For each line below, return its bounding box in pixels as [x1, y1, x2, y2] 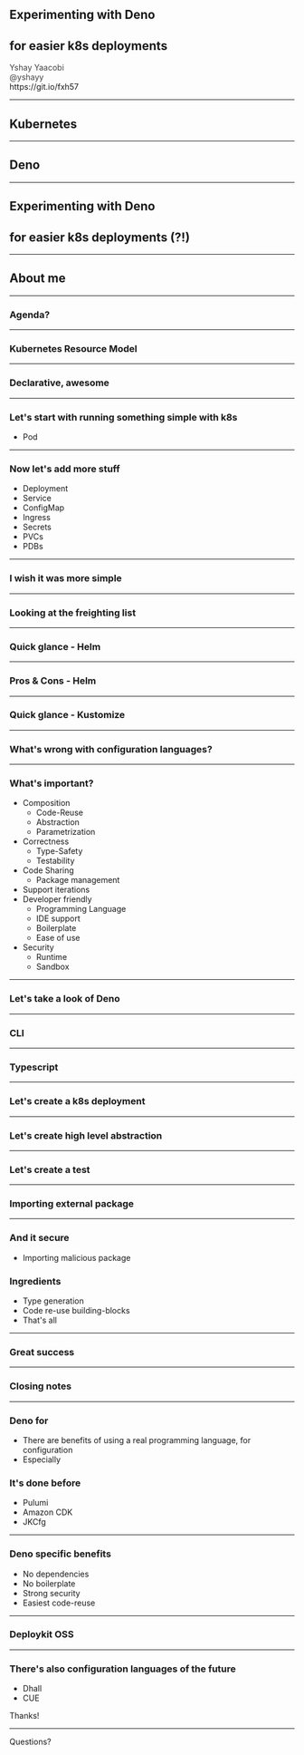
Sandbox [35, 961, 70, 973]
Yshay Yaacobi [9, 63, 65, 73]
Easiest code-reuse [22, 1597, 96, 1608]
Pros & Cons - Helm [9, 674, 97, 687]
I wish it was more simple [9, 572, 122, 585]
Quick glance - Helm [9, 640, 101, 653]
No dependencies [22, 1568, 90, 1579]
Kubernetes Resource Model [9, 343, 138, 355]
